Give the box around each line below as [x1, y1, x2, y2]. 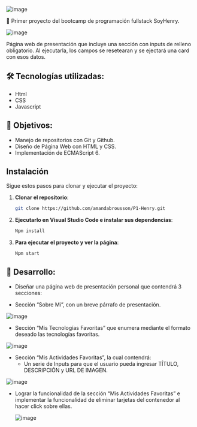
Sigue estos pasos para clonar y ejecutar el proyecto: [6, 182, 138, 190]
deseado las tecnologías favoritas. [14, 330, 100, 338]
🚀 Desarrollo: [6, 267, 56, 277]
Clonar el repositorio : [14, 194, 69, 201]
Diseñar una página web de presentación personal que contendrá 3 [14, 282, 181, 290]
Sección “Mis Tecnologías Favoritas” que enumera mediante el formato [14, 324, 190, 331]
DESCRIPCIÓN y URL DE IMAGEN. [23, 366, 108, 374]
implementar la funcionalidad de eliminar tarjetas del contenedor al [14, 396, 180, 403]
